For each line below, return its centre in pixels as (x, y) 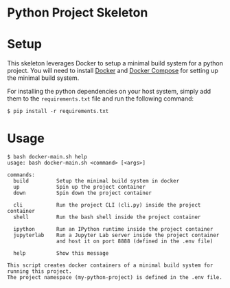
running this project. (39, 271)
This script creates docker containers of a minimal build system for (110, 266)
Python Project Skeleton (78, 13)
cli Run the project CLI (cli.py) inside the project (107, 205)
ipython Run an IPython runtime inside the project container (113, 229)
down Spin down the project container (83, 193)
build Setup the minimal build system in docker (96, 181)
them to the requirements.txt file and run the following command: (101, 99)
